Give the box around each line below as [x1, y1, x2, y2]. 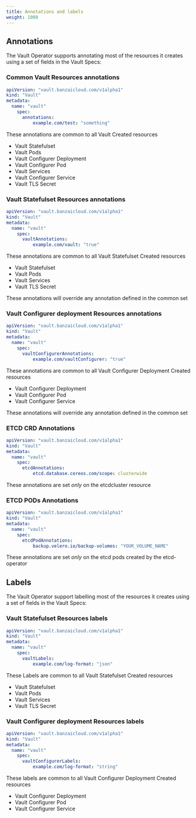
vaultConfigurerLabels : [21, 758, 81, 764]
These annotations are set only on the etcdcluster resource [6, 482, 151, 488]
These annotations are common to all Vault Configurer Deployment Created [6, 367, 191, 374]
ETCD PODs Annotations [6, 496, 79, 504]
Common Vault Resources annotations [6, 73, 120, 82]
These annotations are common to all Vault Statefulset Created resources [6, 252, 186, 260]
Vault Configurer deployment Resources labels [6, 717, 144, 725]
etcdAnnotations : [21, 465, 65, 471]
